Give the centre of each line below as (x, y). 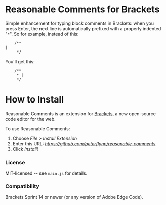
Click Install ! (25, 149)
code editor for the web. (30, 119)
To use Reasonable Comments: (38, 129)
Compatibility (22, 186)
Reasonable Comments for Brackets (82, 9)
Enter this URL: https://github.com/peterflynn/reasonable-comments (84, 144)
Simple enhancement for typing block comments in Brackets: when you (80, 23)
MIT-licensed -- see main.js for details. (46, 173)
